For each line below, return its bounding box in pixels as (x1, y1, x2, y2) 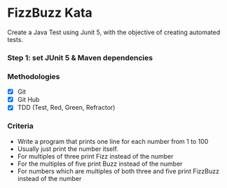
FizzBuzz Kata (7, 5, 92, 21)
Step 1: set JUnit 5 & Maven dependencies (7, 52, 153, 62)
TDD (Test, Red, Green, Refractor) (17, 103, 116, 112)
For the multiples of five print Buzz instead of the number (17, 159, 183, 168)
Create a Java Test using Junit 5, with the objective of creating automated (7, 28, 221, 36)
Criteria (7, 121, 34, 131)
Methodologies (7, 71, 60, 81)
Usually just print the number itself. (17, 145, 119, 153)
